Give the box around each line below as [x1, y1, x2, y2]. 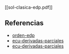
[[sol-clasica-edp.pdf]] [5, 5, 53, 10]
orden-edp [12, 32, 35, 38]
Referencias [5, 19, 44, 27]
